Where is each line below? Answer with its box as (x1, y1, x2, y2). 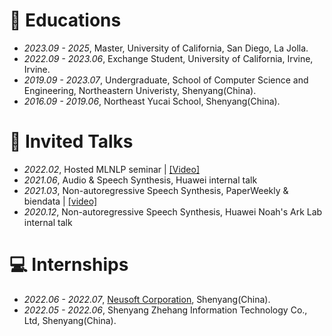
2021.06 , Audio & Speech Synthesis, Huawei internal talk (23, 174, 258, 186)
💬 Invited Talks (9, 130, 134, 153)
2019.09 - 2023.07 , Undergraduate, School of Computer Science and (23, 74, 309, 86)
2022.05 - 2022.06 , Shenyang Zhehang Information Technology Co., (23, 304, 308, 316)
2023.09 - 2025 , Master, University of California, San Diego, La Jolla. (23, 42, 309, 54)
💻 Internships (9, 254, 129, 276)
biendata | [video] (23, 195, 98, 207)
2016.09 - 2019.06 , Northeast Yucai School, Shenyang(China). (23, 95, 281, 107)
